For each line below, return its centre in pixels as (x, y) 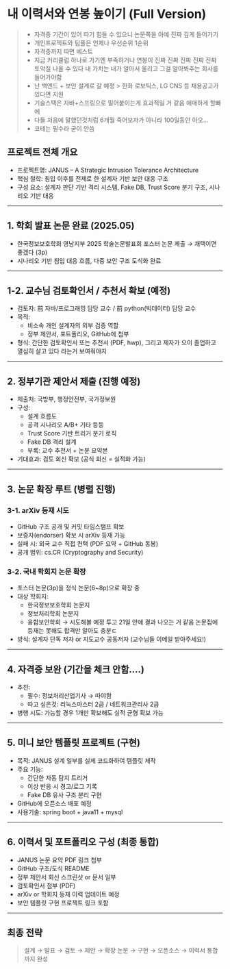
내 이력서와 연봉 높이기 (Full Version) (107, 14)
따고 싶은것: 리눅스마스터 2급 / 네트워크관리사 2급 (93, 704)
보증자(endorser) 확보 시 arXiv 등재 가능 (71, 535)
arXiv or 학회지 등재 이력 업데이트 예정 (68, 894)
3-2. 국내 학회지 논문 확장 (47, 571)
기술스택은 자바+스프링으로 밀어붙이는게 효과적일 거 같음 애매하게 (121, 103)
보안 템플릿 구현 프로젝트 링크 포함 (63, 903)
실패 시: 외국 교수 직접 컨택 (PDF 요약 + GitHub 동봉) (88, 543)
